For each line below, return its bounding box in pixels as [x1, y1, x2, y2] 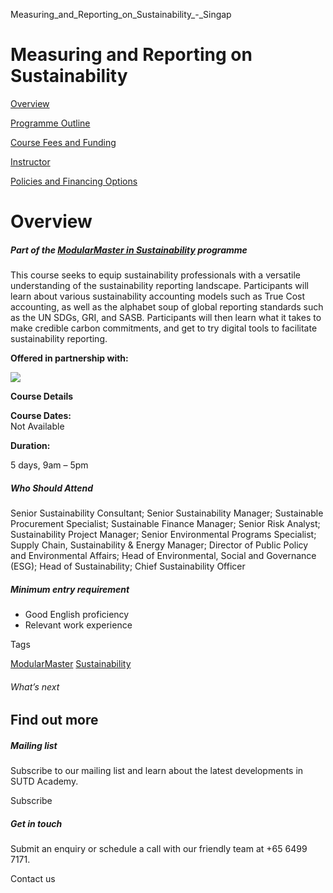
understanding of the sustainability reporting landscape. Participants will [10, 280, 309, 292]
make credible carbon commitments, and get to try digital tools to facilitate [10, 322, 318, 334]
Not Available [10, 420, 65, 433]
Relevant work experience [24, 619, 133, 631]
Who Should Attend [10, 482, 94, 494]
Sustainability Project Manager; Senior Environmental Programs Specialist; [10, 529, 317, 541]
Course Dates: [10, 410, 72, 422]
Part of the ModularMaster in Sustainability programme [10, 244, 248, 256]
